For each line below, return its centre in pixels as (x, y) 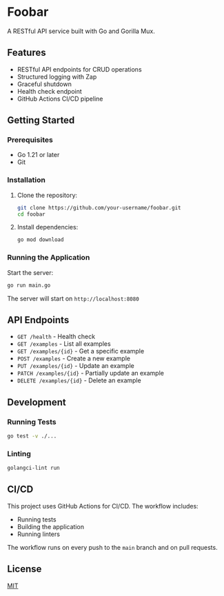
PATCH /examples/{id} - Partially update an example (90, 373)
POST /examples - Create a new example (74, 358)
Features (27, 53)
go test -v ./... (32, 436)
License (24, 569)
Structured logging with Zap (57, 76)
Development (37, 402)
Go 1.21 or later (38, 155)
